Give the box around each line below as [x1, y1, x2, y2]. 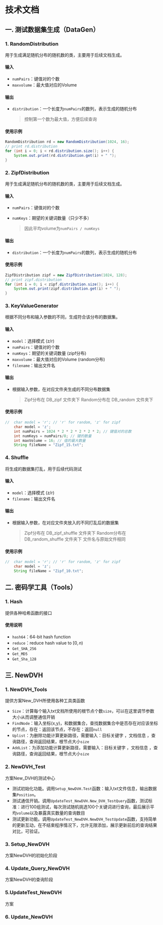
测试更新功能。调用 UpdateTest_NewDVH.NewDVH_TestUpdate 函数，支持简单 [12, 816, 157, 822]
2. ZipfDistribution [5, 169, 50, 176]
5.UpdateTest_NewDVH [5, 889, 62, 896]
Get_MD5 [12, 652, 28, 656]
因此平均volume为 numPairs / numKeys [24, 226, 100, 231]
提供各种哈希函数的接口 [5, 610, 52, 616]
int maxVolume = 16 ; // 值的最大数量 [14, 438, 86, 443]
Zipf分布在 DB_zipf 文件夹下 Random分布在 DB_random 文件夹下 [24, 397, 153, 402]
